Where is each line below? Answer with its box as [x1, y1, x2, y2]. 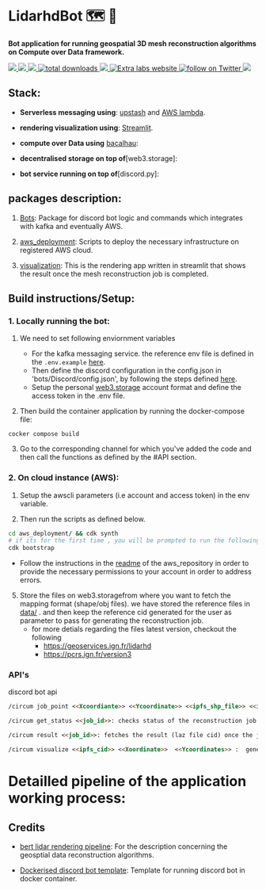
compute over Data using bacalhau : [19, 138, 139, 147]
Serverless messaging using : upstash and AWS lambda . [19, 107, 206, 117]
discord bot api [8, 687, 58, 697]
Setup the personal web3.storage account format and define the [31, 383, 241, 392]
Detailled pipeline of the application [8, 773, 247, 790]
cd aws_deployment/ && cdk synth [8, 529, 119, 537]
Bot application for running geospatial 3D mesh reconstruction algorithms [8, 38, 257, 48]
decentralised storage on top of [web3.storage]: [19, 153, 178, 163]
